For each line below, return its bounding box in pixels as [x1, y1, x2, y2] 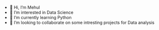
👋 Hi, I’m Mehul [9, 5, 40, 10]
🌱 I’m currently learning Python [9, 15, 72, 20]
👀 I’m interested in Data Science [9, 10, 74, 15]
